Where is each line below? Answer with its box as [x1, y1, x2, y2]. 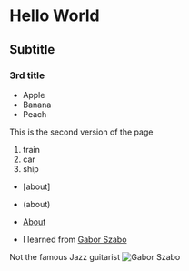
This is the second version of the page [9, 126, 154, 137]
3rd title [9, 69, 45, 82]
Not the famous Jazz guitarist [9, 251, 121, 262]
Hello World [9, 5, 100, 26]
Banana [22, 99, 52, 110]
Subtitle [9, 42, 55, 57]
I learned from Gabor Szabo [22, 234, 127, 245]
